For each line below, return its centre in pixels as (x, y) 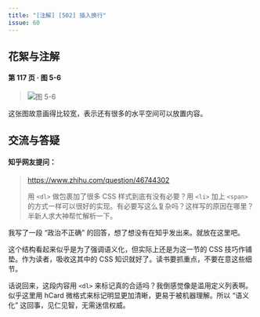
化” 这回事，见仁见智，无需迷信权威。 (69, 305)
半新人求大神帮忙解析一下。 (72, 216)
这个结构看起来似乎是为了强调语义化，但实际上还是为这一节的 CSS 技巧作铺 (130, 249)
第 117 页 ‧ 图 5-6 (34, 78)
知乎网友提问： (32, 162)
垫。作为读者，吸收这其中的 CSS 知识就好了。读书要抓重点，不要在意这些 (127, 259)
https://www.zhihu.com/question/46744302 (98, 180)
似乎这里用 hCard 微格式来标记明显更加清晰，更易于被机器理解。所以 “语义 (128, 295)
